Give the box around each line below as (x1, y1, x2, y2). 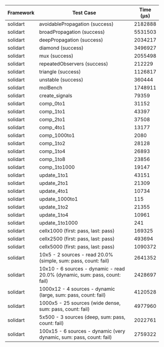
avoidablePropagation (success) (39, 21, 114, 27)
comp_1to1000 (39, 164, 75, 170)
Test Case (72, 9, 97, 16)
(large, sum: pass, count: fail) (39, 292, 106, 298)
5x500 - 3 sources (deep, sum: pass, (39, 314, 125, 320)
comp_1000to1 (39, 132, 75, 139)
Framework (7, 9, 35, 16)
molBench (39, 84, 62, 91)
